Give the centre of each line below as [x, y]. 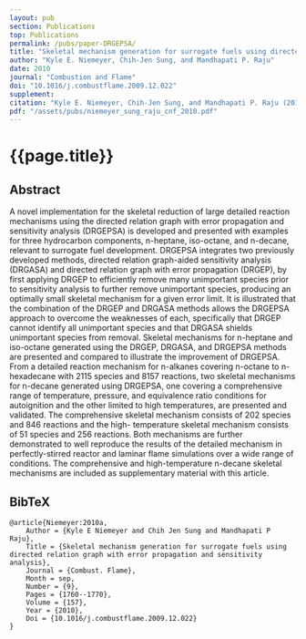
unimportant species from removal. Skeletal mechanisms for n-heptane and [151, 337]
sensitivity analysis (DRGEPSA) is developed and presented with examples [149, 231]
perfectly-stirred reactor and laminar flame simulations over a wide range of [152, 454]
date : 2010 [30, 69]
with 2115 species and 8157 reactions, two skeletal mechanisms [177, 376]
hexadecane [33, 376]
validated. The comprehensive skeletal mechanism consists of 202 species [150, 415]
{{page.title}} [61, 156]
